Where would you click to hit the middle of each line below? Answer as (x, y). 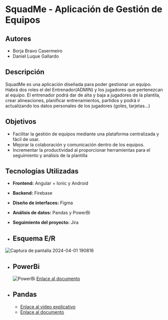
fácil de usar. (26, 139)
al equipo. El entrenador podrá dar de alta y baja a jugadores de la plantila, (83, 95)
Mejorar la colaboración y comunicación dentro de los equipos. (78, 145)
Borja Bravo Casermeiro (37, 51)
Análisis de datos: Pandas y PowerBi (51, 213)
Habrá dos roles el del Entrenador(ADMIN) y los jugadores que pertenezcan (84, 89)
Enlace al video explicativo (48, 306)
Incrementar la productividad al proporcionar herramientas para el (81, 150)
